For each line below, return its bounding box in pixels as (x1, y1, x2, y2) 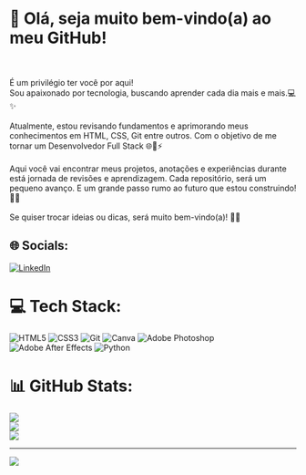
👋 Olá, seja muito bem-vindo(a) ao (9, 8, 271, 29)
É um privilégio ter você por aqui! (9, 77, 134, 88)
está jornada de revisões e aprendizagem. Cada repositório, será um (9, 172, 267, 183)
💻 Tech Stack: (9, 295, 122, 316)
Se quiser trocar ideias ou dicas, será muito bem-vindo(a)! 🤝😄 (9, 212, 241, 222)
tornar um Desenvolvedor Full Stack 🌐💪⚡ (9, 140, 163, 151)
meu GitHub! (9, 27, 107, 48)
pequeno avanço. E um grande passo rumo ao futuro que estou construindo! (9, 182, 297, 193)
